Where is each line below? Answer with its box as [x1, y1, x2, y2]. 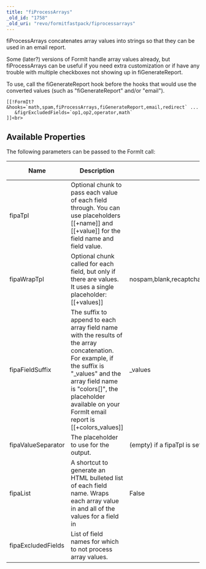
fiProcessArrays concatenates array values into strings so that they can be [6, 37, 195, 45]
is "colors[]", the [71, 385, 118, 393]
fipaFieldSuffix [9, 366, 51, 374]
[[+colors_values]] [71, 423, 124, 432]
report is [71, 416, 95, 424]
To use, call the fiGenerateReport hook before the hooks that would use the [6, 80, 197, 88]
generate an [71, 466, 106, 474]
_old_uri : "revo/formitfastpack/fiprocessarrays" [6, 20, 136, 26]
